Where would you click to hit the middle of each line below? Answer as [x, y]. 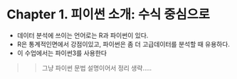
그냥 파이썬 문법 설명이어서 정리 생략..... [97, 68]
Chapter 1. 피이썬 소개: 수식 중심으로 [109, 14]
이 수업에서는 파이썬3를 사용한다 [62, 53]
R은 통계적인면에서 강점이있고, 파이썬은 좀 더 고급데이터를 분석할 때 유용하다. [123, 44]
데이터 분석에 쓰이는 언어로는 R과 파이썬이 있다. [83, 35]
